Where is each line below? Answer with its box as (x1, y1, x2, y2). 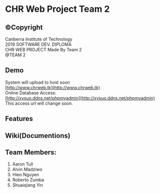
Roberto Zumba (12, 177, 44, 183)
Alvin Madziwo (12, 166, 43, 172)
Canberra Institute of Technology (5, 36, 73, 42)
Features (5, 115, 33, 123)
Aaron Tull (12, 161, 34, 167)
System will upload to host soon (5, 79, 70, 85)
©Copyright (5, 23, 43, 32)
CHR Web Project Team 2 (5, 3, 110, 15)
